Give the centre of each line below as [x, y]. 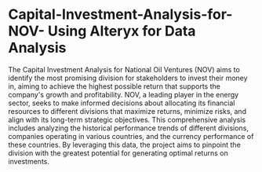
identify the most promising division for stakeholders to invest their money [128, 78]
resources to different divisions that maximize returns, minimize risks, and [127, 111]
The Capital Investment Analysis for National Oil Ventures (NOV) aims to [124, 69]
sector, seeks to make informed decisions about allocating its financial [122, 103]
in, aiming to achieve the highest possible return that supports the [115, 86]
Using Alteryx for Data [122, 31]
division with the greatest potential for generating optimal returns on [118, 153]
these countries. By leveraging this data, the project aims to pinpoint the [124, 145]
